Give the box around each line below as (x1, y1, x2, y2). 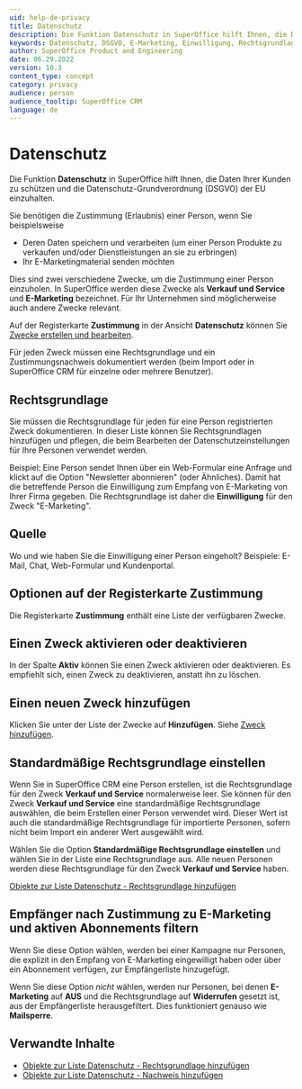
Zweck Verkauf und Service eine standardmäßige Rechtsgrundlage (9, 798, 261, 809)
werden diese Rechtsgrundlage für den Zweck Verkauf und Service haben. (9, 863, 289, 874)
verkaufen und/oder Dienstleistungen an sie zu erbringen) (22, 247, 238, 257)
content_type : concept (9, 72, 94, 81)
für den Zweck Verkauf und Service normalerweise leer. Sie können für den (9, 788, 292, 799)
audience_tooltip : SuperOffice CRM (9, 96, 143, 106)
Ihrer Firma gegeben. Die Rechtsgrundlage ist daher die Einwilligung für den (9, 491, 293, 501)
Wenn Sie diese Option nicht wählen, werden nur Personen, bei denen (9, 981, 269, 992)
